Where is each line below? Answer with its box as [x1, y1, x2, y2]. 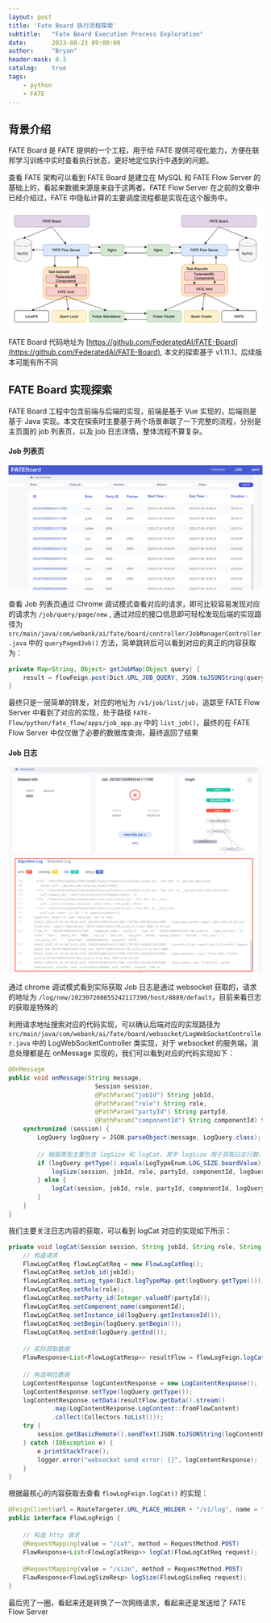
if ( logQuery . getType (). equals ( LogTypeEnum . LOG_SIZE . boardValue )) [37, 1159, 265, 1167]
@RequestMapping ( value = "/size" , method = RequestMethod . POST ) [23, 1565, 244, 1574]
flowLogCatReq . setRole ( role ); [23, 1285, 125, 1294]
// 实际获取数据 [23, 1345, 70, 1353]
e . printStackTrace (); [37, 1447, 110, 1455]
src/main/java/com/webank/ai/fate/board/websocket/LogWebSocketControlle [8, 1030, 262, 1038]
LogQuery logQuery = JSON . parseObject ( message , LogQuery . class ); [37, 1134, 262, 1142]
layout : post [8, 13, 52, 21]
